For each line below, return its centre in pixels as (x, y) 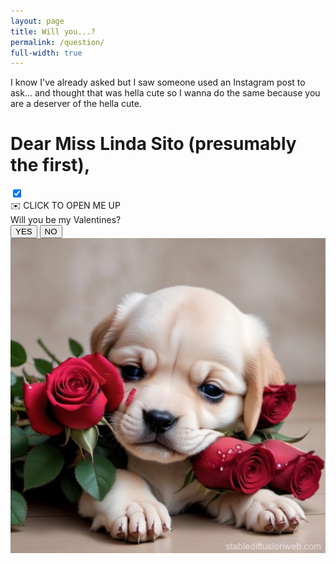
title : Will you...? (53, 31)
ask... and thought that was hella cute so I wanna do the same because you (165, 93)
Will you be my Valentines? (66, 220)
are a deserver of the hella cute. (76, 104)
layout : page (37, 21)
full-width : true (46, 53)
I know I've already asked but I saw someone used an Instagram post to (158, 82)
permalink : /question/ (57, 42)
